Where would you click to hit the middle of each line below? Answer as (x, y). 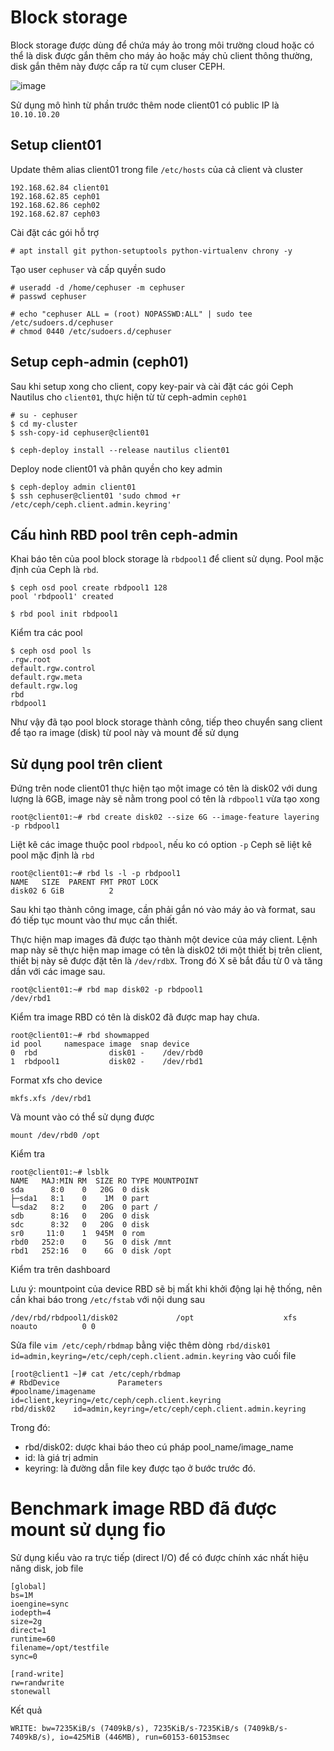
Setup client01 (56, 145)
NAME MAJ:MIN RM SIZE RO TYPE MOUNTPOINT (104, 1181)
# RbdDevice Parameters (86, 1383)
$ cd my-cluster (44, 424)
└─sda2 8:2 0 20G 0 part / (84, 1207)
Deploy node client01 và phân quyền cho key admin (116, 468)
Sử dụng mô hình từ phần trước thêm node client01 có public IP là (145, 105)
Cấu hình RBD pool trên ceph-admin (124, 534)
